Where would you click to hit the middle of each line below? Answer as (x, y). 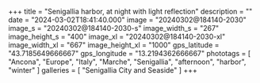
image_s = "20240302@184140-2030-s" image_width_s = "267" (114, 28)
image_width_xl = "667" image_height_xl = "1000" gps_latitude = (114, 45)
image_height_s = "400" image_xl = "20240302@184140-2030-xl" (117, 36)
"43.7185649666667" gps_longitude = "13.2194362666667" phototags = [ (130, 53)
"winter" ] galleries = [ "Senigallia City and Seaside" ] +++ (103, 70)
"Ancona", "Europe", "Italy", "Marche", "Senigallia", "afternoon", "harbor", (127, 62)
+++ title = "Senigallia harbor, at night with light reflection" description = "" (130, 11)
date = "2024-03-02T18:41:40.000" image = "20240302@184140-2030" (128, 20)
